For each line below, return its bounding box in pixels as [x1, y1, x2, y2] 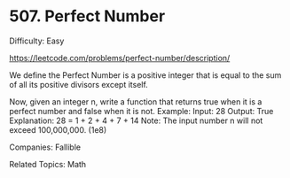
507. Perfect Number [9, 6, 166, 27]
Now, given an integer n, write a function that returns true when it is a [9, 96, 263, 107]
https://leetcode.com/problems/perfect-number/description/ [9, 52, 231, 63]
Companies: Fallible [9, 142, 82, 152]
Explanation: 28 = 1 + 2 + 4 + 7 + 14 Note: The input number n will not [9, 115, 263, 126]
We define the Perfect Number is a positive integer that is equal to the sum [9, 69, 282, 81]
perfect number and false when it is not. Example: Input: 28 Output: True [9, 105, 274, 116]
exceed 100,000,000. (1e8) [9, 124, 107, 135]
